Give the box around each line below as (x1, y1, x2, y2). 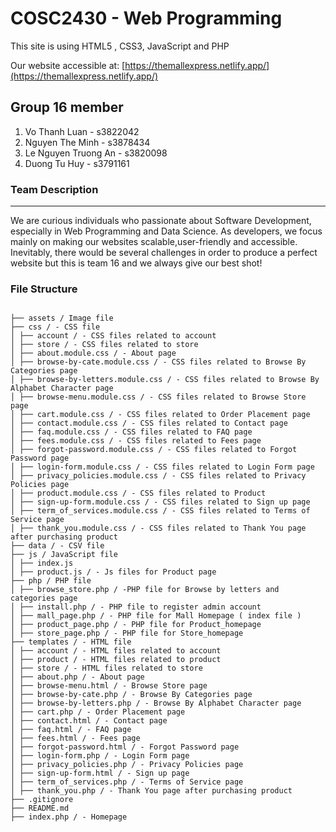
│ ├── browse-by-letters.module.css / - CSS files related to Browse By (10, 375, 320, 385)
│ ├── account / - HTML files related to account (10, 646, 222, 656)
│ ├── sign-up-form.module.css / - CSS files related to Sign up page (10, 497, 311, 507)
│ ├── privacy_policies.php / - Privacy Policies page (10, 760, 244, 770)
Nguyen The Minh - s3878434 (24, 136, 151, 148)
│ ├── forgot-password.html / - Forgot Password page (10, 742, 240, 752)
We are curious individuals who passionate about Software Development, (10, 215, 312, 227)
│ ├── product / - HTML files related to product (10, 655, 222, 665)
